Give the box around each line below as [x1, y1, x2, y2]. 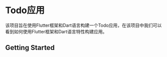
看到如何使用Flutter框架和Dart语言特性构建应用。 [5, 28, 107, 34]
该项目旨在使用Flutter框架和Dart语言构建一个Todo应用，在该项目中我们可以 [5, 22, 162, 28]
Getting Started [5, 43, 55, 52]
